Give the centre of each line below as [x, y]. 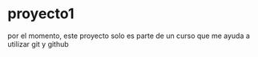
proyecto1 [41, 14]
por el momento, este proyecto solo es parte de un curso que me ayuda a [129, 36]
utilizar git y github [38, 44]
